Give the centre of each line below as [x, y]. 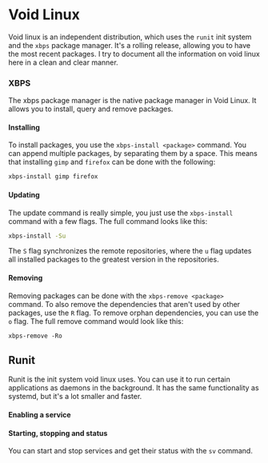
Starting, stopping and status [58, 433]
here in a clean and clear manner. [63, 62]
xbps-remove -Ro [35, 336]
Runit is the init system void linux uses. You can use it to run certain [119, 379]
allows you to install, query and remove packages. [91, 109]
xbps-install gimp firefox [53, 177]
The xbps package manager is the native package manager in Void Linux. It [132, 101]
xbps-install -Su [37, 236]
